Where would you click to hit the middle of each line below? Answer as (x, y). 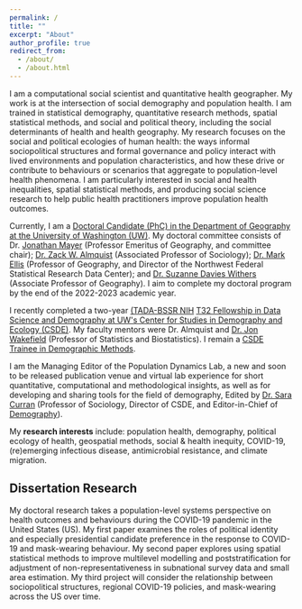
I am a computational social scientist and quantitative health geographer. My (151, 93)
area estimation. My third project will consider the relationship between (141, 577)
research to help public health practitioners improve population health (139, 198)
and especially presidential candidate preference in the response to (134, 539)
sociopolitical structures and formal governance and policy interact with (143, 150)
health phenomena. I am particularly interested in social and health (133, 179)
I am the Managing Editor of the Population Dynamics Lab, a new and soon (148, 366)
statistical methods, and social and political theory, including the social (141, 122)
